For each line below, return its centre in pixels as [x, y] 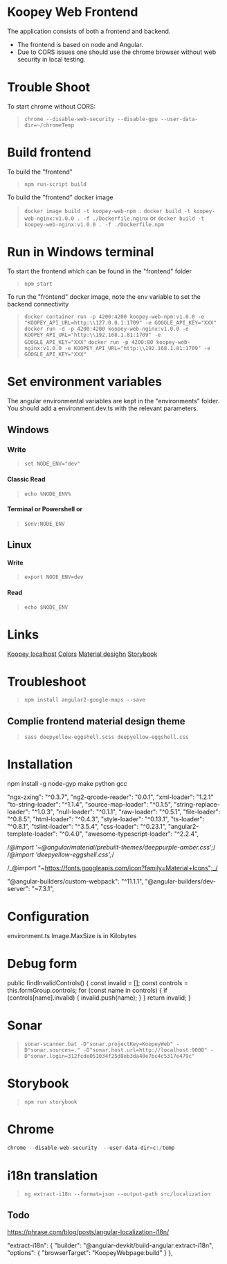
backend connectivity [38, 304]
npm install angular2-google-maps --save [84, 700]
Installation [40, 764]
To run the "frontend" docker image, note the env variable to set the [104, 296]
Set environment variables [85, 382]
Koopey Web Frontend [73, 12]
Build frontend [49, 153]
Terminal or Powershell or [45, 509]
